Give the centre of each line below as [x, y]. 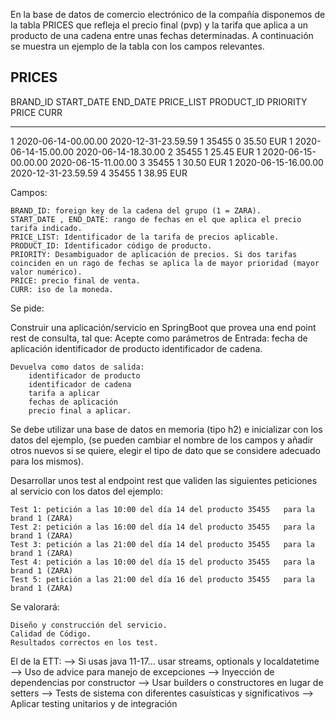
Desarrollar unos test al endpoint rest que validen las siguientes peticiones [164, 480]
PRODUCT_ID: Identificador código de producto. [111, 245]
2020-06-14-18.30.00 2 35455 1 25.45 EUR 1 [168, 151]
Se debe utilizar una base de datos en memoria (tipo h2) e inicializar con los [166, 429]
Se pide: [27, 308]
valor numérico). [46, 272]
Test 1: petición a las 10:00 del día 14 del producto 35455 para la [162, 509]
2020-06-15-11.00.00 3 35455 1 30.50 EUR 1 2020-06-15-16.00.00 [186, 162]
